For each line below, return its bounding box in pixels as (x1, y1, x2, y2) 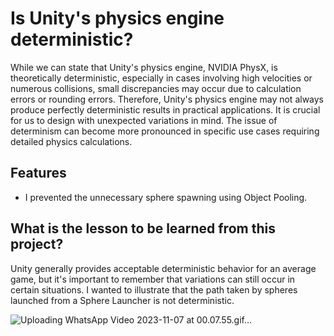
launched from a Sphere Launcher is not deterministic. (10, 294, 235, 306)
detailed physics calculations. (10, 135, 133, 147)
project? (10, 236, 64, 253)
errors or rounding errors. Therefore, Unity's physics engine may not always (10, 93, 325, 105)
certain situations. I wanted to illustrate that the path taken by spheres (10, 283, 298, 296)
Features (10, 165, 67, 182)
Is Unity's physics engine (10, 7, 225, 30)
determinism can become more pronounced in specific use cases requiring (10, 125, 320, 137)
